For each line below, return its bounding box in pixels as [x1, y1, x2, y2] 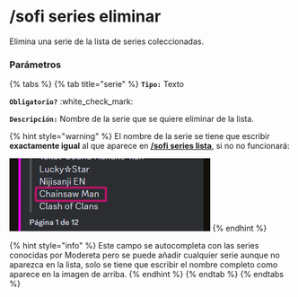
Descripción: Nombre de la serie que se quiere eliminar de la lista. [9, 114, 254, 125]
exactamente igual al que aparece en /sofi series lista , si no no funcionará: [9, 141, 290, 152]
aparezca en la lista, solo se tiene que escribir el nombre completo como [9, 259, 278, 270]
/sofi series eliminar [9, 6, 162, 27]
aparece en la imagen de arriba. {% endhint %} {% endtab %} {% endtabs [9, 269, 285, 280]
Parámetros [9, 58, 61, 71]
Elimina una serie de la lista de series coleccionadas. [9, 36, 205, 47]
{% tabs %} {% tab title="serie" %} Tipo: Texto [9, 79, 184, 90]
